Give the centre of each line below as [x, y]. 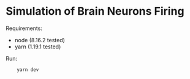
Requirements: [24, 28]
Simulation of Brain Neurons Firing [95, 11]
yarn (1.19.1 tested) [38, 47]
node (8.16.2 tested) [40, 40]
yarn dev [28, 70]
